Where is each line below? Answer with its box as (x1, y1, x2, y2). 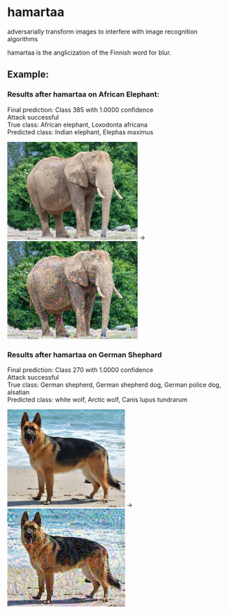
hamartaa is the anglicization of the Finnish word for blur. (7, 48, 171, 57)
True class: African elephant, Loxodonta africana (7, 120, 148, 129)
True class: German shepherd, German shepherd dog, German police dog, (7, 380, 222, 389)
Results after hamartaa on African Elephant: (7, 90, 159, 99)
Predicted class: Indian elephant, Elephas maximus (7, 127, 154, 136)
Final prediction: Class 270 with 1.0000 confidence (7, 365, 154, 374)
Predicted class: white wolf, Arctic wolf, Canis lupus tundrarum (7, 395, 187, 404)
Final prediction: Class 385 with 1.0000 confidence (7, 106, 154, 114)
